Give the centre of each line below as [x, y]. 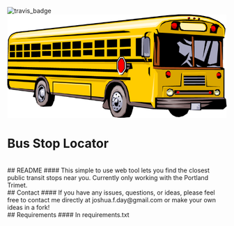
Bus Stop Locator [58, 144]
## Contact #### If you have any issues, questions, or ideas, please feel [111, 193]
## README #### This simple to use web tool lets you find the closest [109, 170]
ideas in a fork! [29, 207]
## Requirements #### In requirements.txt [69, 214]
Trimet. [17, 185]
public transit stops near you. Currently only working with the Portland [108, 177]
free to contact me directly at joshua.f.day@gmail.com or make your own [112, 199]
